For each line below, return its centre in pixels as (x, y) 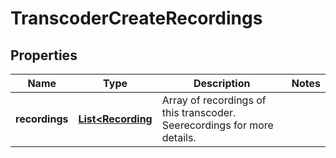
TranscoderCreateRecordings (136, 18)
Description (222, 83)
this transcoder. (199, 112)
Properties (44, 55)
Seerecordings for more (217, 125)
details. (179, 137)
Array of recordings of (214, 100)
